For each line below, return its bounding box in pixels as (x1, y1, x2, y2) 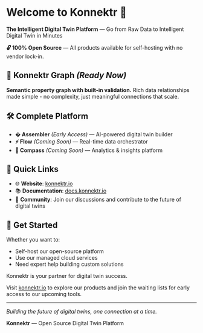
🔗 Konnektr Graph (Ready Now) (6, 70, 127, 81)
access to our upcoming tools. (6, 291, 82, 298)
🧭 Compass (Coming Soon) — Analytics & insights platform (14, 147, 163, 154)
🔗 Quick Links (6, 163, 59, 174)
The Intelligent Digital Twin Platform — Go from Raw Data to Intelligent (6, 25, 184, 33)
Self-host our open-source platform (14, 248, 105, 255)
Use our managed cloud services (14, 254, 98, 262)
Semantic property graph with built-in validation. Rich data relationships (6, 86, 190, 93)
